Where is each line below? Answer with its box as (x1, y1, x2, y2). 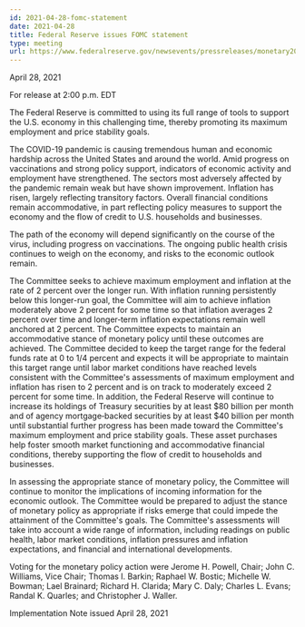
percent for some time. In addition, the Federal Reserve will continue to (9, 391, 274, 402)
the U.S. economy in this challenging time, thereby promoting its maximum (9, 117, 288, 128)
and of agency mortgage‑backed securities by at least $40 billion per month (9, 410, 295, 422)
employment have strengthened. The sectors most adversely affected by (9, 173, 282, 184)
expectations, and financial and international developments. (9, 544, 233, 554)
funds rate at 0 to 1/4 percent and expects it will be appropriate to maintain (9, 353, 289, 364)
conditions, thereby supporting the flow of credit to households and (9, 449, 262, 460)
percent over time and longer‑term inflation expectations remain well (9, 314, 266, 325)
